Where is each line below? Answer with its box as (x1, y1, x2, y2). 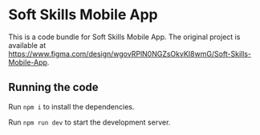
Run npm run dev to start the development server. (8, 117, 171, 127)
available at (8, 40, 47, 50)
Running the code (8, 81, 99, 94)
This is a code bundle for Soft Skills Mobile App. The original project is (8, 32, 241, 42)
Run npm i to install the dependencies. (8, 101, 135, 111)
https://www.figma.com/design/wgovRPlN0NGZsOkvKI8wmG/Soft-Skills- (8, 49, 251, 58)
